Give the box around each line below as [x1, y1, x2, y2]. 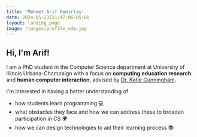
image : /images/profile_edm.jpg [6, 25, 87, 32]
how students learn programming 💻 [14, 100, 104, 107]
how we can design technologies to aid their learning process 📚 [14, 124, 174, 132]
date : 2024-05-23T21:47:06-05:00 [6, 14, 90, 20]
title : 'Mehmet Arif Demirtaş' [6, 8, 84, 15]
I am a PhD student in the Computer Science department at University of [6, 63, 185, 71]
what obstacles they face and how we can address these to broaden [14, 108, 184, 115]
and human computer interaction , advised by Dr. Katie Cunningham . [6, 76, 177, 84]
